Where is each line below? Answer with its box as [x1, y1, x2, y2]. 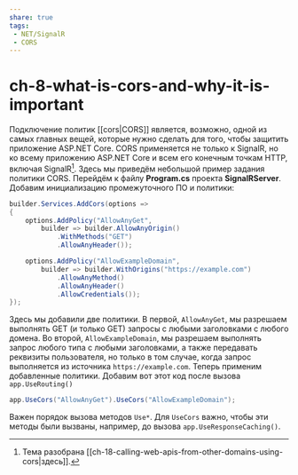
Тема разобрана [21, 447, 85, 457]
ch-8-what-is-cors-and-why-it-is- [9, 76, 271, 96]
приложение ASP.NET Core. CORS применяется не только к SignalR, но [9, 143, 279, 154]
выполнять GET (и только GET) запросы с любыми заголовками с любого [9, 323, 289, 334]
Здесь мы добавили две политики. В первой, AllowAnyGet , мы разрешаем [9, 314, 287, 325]
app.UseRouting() [9, 380, 74, 389]
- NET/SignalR [12, 29, 66, 38]
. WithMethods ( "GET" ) [56, 233, 133, 241]
